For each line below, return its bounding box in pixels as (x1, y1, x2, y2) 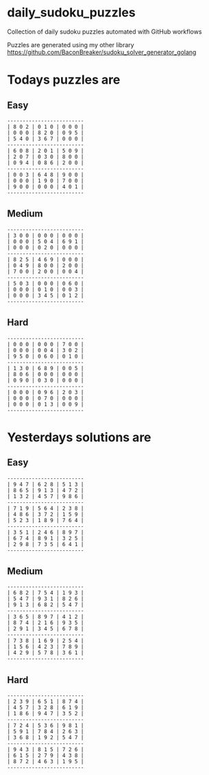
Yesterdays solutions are (7, 430, 152, 445)
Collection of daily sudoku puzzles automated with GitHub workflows (7, 27, 202, 36)
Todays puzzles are (7, 72, 121, 88)
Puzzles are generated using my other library (7, 40, 135, 49)
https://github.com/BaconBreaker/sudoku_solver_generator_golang (7, 48, 197, 56)
